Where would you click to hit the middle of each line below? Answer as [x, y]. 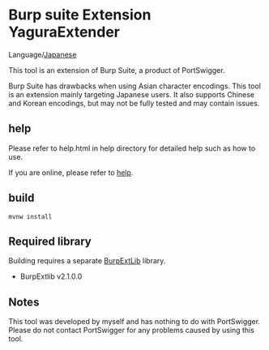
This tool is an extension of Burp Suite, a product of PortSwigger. [117, 70]
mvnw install [30, 216]
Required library [50, 241]
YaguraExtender [64, 32]
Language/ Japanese [43, 54]
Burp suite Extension [80, 15]
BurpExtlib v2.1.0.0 [51, 276]
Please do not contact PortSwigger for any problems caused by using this [132, 331]
